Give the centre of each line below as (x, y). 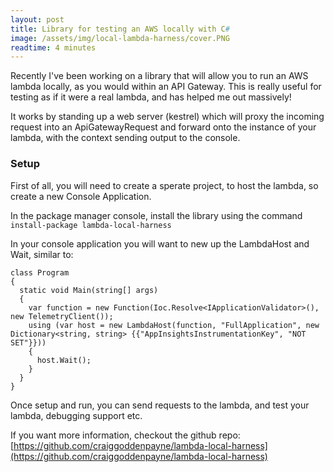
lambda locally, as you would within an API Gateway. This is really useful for (166, 87)
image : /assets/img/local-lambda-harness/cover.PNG (120, 38)
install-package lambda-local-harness (91, 225)
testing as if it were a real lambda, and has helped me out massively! (151, 97)
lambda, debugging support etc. (76, 415)
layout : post (37, 19)
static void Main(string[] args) (89, 290)
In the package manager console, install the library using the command (156, 215)
